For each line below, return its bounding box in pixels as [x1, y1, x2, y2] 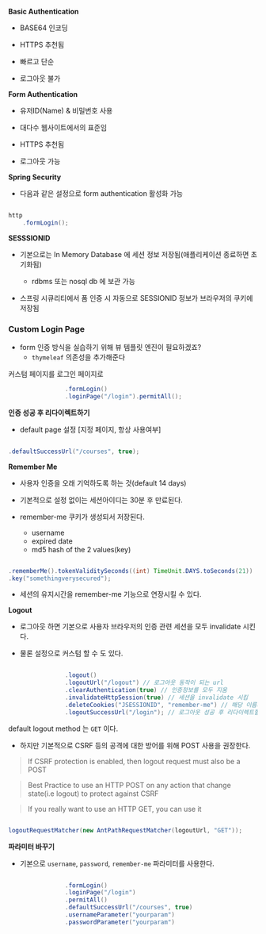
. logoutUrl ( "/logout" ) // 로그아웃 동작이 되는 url [64, 678, 224, 687]
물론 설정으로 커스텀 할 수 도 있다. [19, 648, 123, 658]
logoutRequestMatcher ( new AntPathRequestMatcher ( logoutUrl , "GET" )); [8, 826, 243, 834]
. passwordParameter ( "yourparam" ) [64, 918, 176, 926]
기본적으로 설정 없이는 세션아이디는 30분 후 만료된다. [19, 495, 184, 505]
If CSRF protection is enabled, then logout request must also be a [27, 756, 241, 766]
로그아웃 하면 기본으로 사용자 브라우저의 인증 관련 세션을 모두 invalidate [19, 622, 241, 632]
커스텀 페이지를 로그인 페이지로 [8, 369, 104, 379]
